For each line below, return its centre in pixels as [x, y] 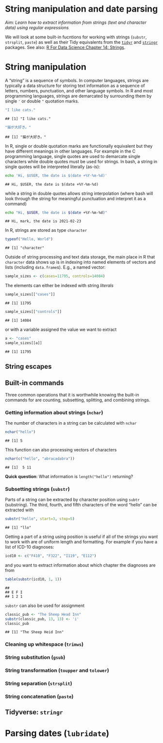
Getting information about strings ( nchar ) [54, 413]
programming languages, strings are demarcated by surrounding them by [78, 96]
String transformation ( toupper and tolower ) [57, 671]
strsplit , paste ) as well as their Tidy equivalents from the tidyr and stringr [81, 42]
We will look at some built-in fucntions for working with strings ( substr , [76, 37]
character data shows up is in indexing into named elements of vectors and [80, 262]
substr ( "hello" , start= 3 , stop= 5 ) [40, 519]
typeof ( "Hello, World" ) [29, 239]
